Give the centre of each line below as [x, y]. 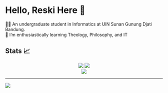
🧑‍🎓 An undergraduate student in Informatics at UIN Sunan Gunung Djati [78, 24]
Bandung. [15, 29]
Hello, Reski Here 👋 [45, 10]
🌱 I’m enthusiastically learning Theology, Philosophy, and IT [66, 34]
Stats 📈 [18, 51]
